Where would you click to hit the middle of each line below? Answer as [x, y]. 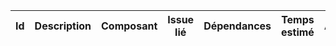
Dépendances [237, 26]
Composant [129, 26]
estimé [298, 32]
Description [63, 26]
